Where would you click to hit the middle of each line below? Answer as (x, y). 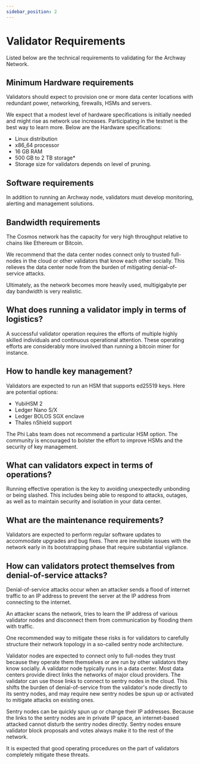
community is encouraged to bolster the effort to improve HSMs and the (94, 440)
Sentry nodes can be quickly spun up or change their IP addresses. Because (100, 712)
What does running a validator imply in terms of (96, 310)
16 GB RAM (29, 152)
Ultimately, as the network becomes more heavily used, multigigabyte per (96, 285)
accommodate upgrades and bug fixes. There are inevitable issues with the (99, 541)
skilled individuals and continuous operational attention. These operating (95, 340)
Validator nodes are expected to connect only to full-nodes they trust (91, 656)
